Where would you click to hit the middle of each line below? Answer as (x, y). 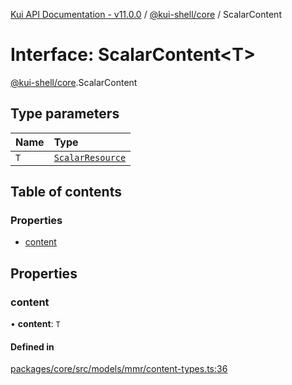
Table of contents (66, 192)
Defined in (32, 346)
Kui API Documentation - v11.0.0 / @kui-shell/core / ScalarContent (146, 14)
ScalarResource (90, 157)
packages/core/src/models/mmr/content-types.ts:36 (119, 369)
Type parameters (65, 114)
